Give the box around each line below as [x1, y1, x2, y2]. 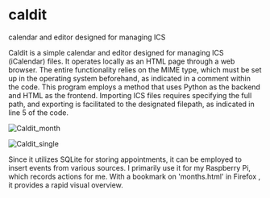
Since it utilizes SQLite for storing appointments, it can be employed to [8, 155, 242, 164]
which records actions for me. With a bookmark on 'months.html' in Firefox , [8, 171, 261, 181]
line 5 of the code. [8, 107, 69, 118]
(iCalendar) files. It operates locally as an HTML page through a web [8, 56, 235, 66]
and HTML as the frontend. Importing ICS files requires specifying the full [8, 90, 252, 100]
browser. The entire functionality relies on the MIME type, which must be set [8, 64, 262, 74]
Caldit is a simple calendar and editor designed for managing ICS [8, 47, 224, 57]
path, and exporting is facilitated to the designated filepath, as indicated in [8, 99, 255, 109]
